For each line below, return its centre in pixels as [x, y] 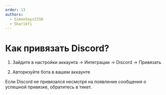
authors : [14, 14]
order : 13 [15, 10]
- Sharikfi [21, 24]
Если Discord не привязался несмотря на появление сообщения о [76, 82]
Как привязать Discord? [57, 48]
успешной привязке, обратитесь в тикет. [49, 87]
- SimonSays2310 [26, 19]
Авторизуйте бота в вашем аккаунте [51, 72]
